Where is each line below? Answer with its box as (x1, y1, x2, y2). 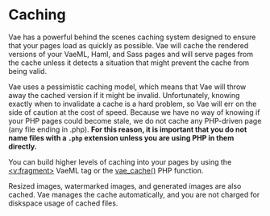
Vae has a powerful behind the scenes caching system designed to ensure (8, 32, 256, 42)
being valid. (8, 66, 47, 75)
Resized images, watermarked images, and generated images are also (8, 181, 242, 190)
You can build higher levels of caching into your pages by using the (8, 157, 232, 166)
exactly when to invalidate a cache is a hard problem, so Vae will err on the (8, 99, 257, 108)
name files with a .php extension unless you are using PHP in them (8, 132, 235, 142)
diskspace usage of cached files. (8, 198, 118, 208)
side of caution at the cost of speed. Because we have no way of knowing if (8, 107, 260, 117)
